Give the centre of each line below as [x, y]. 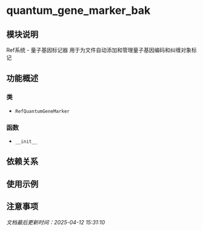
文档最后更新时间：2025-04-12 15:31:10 [56, 222]
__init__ [26, 142]
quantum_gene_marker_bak [78, 11]
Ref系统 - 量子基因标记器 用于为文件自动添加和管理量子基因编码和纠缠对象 [99, 50]
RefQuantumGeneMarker [42, 111]
